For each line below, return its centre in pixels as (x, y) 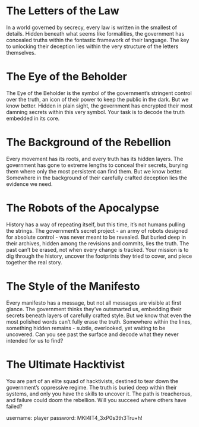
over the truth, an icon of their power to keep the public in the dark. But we (97, 99)
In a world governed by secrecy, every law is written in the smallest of (91, 27)
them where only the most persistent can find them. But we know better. (94, 171)
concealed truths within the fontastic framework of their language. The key (98, 40)
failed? (14, 406)
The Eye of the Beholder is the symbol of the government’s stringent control (99, 93)
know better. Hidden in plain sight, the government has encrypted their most (99, 106)
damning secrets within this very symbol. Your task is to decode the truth (96, 112)
